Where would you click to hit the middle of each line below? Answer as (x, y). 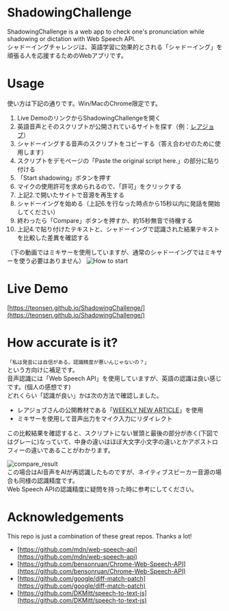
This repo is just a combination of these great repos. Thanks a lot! (100, 536)
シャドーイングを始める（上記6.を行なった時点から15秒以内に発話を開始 (119, 203)
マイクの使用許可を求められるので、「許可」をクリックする (99, 186)
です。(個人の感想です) (39, 387)
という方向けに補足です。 (43, 369)
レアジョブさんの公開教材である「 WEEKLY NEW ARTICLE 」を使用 (110, 410)
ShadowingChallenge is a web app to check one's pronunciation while (106, 31)
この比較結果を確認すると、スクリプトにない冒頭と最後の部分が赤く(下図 (110, 433)
